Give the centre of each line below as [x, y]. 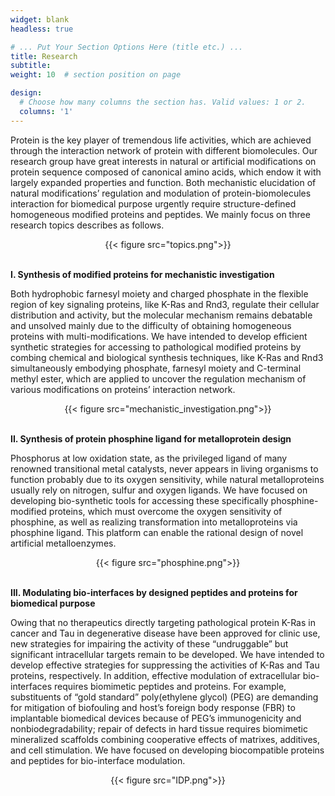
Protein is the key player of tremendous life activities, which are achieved [161, 140]
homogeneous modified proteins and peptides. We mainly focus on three [160, 214]
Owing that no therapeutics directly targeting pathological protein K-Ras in [163, 622]
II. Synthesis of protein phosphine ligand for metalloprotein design [151, 438]
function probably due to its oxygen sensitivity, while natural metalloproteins [167, 479]
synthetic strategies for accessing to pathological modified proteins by [156, 347]
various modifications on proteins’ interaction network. [123, 389]
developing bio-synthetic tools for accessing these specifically [139, 500]
